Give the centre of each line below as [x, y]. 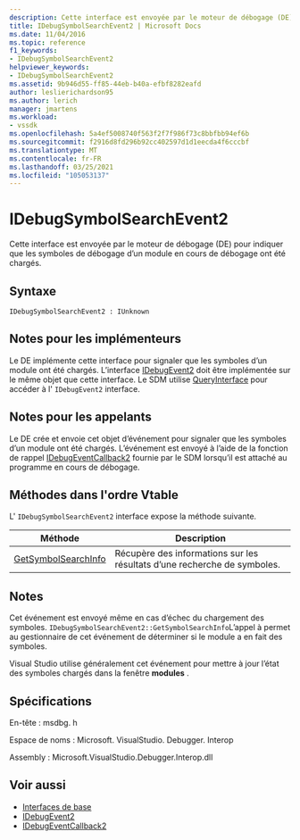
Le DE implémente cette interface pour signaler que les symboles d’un [138, 360]
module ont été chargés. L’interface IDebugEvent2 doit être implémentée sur [150, 370]
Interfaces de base [57, 807]
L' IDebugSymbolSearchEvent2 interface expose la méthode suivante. [133, 516]
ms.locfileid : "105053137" [59, 175]
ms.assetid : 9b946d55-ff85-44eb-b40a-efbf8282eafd [105, 84]
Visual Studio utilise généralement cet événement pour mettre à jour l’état [144, 664]
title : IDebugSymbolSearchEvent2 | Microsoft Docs [105, 26]
